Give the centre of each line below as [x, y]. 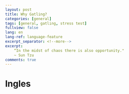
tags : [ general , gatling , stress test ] [46, 23]
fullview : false [22, 28]
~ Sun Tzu [24, 55]
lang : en [14, 32]
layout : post [18, 10]
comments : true [21, 60]
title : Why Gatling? [26, 14]
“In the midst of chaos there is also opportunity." [69, 50]
